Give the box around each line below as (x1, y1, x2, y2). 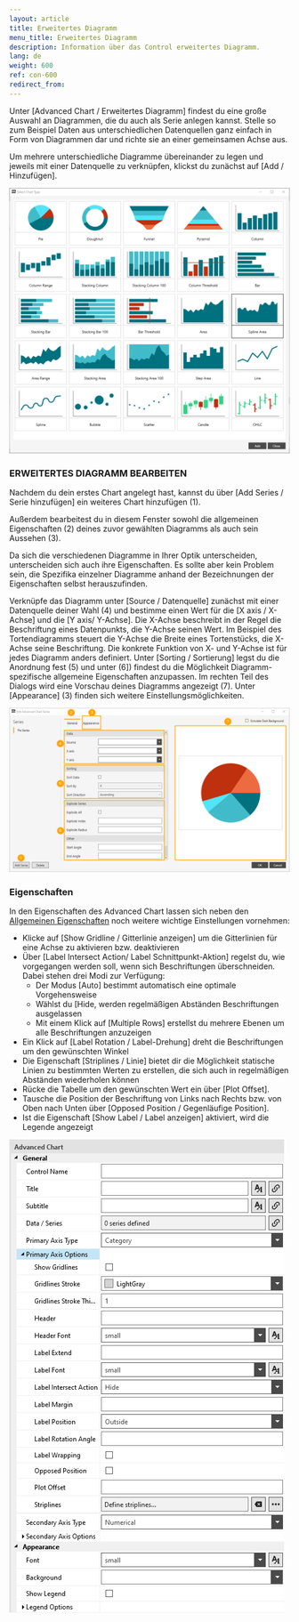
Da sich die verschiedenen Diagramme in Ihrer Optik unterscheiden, (9, 550, 258, 561)
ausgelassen (35, 1008, 83, 1019)
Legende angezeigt (21, 1122, 93, 1133)
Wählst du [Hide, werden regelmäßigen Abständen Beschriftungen (35, 999, 279, 1010)
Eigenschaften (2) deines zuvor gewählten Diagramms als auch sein (9, 523, 259, 534)
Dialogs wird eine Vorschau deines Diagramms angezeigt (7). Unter (9, 681, 256, 691)
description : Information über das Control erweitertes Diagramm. (9, 43, 261, 52)
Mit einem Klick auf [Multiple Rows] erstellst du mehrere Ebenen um (35, 1018, 285, 1029)
